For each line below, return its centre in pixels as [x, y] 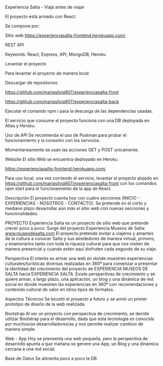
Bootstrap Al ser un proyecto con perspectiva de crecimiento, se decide [77, 314]
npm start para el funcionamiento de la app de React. [58, 188]
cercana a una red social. [30, 349]
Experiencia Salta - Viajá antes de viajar [45, 7]
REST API [15, 45]
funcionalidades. [22, 213]
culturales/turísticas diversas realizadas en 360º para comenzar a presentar [81, 264]
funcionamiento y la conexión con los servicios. [53, 140]
